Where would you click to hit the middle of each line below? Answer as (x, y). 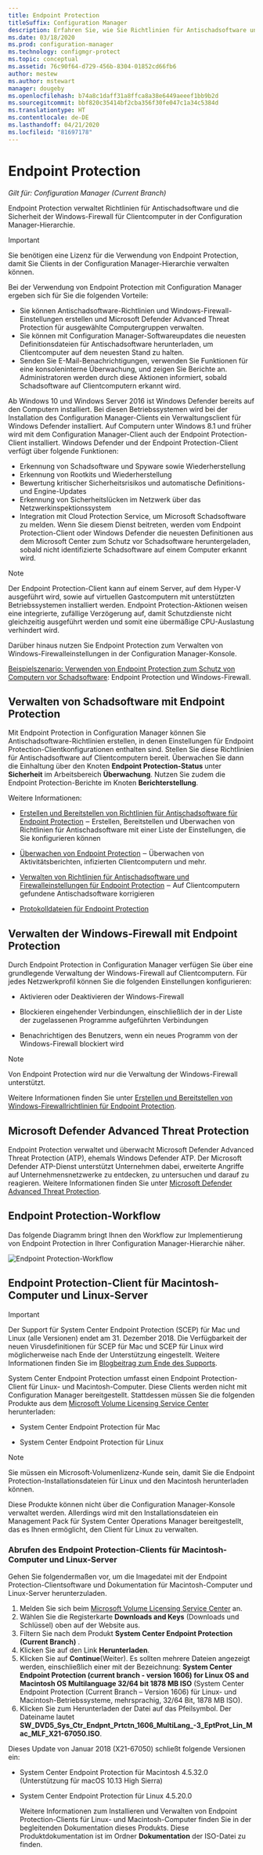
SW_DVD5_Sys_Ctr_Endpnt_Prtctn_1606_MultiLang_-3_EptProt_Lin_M (136, 1725)
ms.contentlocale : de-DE (49, 118)
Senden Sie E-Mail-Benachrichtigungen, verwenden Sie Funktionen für (134, 360)
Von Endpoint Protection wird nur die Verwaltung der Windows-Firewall (123, 1074)
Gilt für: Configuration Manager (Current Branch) (87, 192)
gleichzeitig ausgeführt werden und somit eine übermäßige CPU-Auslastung (131, 622)
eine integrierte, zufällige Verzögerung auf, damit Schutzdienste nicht (120, 613)
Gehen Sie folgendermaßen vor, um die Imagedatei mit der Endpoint (118, 1576)
